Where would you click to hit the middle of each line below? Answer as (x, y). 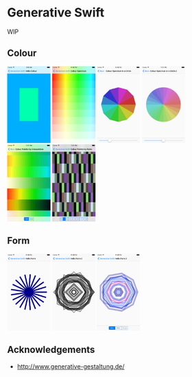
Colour (22, 53)
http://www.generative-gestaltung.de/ (71, 366)
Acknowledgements (51, 350)
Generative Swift (56, 13)
